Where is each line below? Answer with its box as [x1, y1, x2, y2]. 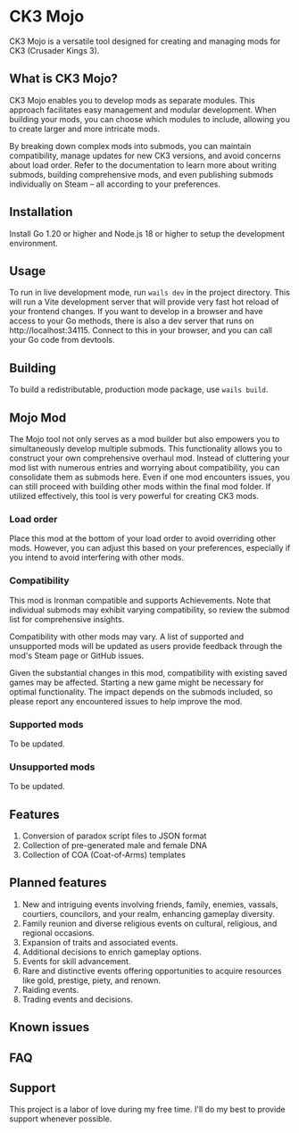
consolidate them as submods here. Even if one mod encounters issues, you [9, 471, 290, 482]
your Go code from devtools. [9, 335, 115, 346]
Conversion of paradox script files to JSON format [21, 830, 207, 841]
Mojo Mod [9, 410, 67, 425]
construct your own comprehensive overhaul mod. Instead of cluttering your [9, 453, 290, 463]
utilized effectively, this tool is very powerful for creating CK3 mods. [9, 491, 259, 501]
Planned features [9, 875, 107, 890]
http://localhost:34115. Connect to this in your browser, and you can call [9, 325, 272, 336]
